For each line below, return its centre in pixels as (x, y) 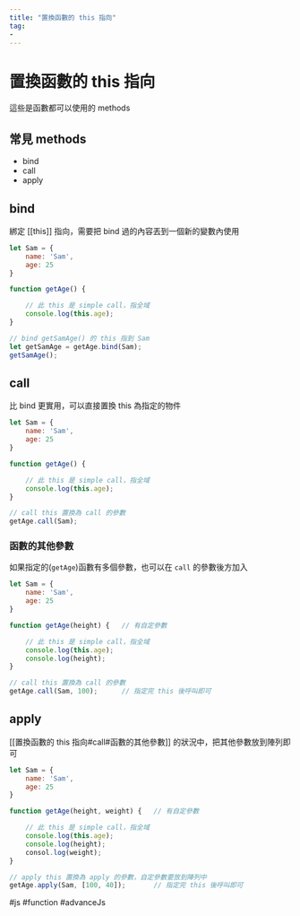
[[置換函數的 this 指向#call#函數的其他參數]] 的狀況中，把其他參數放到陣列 (146, 742)
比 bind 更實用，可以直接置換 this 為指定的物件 (95, 406)
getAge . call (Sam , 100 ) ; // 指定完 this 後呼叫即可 (111, 692)
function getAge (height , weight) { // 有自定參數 (104, 811)
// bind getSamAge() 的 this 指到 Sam (80, 338)
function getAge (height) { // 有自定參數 (88, 625)
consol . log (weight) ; (64, 852)
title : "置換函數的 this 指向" (63, 17)
